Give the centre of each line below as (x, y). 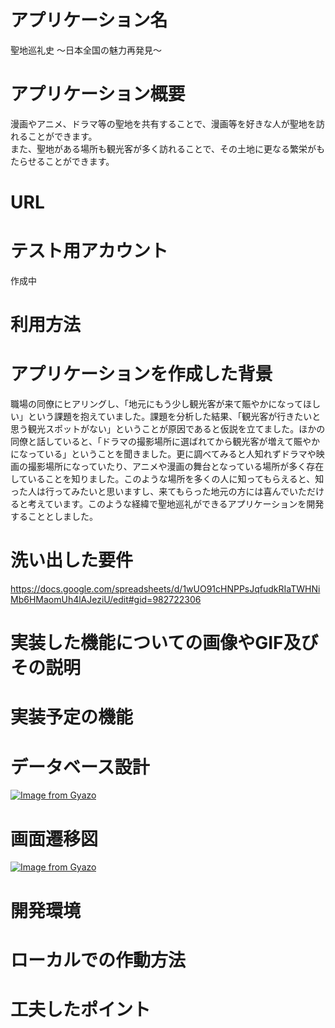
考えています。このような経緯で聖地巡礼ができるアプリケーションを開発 (176, 504)
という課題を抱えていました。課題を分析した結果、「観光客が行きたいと (174, 417)
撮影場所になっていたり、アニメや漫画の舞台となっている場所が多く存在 (176, 467)
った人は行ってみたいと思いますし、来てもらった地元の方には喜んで (150, 492)
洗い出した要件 (72, 560)
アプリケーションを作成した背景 (141, 374)
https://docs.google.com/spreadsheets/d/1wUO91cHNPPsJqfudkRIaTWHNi (165, 589)
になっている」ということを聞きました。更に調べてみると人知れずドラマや (163, 454)
